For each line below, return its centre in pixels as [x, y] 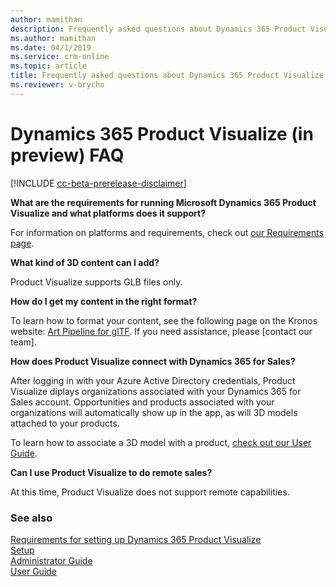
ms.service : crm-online [60, 57]
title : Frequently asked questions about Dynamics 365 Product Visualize [167, 76]
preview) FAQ [67, 155]
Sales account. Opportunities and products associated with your [142, 402]
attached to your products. [65, 423]
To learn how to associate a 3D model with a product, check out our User [161, 442]
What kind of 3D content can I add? [85, 262]
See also [31, 518]
